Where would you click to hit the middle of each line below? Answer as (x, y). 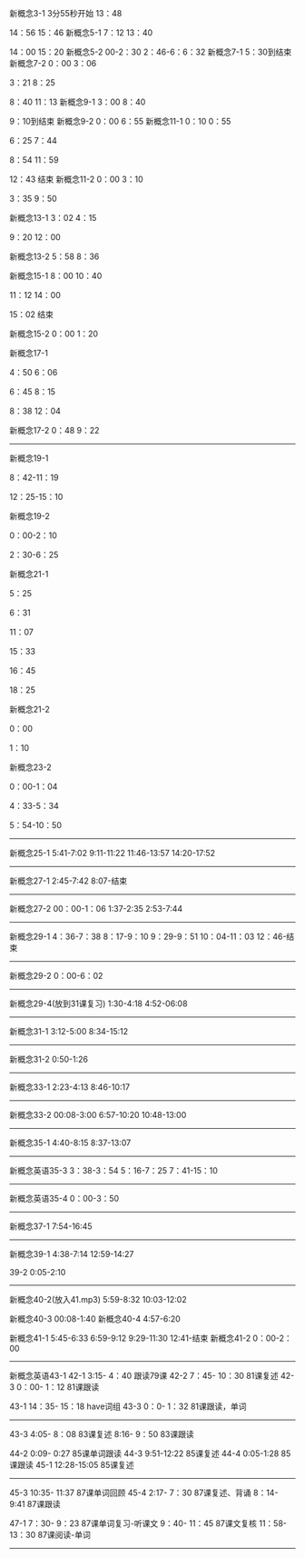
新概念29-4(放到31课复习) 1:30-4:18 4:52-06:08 (98, 1004)
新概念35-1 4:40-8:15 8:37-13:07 (70, 1143)
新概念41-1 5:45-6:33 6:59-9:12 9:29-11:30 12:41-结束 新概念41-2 (130, 1338)
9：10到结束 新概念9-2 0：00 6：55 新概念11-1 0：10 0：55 (120, 121)
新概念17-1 (29, 353)
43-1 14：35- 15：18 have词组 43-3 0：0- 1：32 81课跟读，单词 (128, 1406)
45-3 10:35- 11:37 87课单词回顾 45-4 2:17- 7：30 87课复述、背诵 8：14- (144, 1493)
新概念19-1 (29, 458)
